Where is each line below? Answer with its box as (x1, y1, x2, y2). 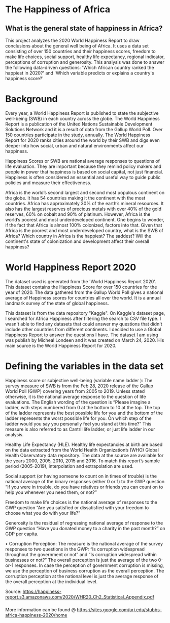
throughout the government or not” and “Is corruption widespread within (5, 551, 157, 557)
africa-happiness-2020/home (5, 612, 67, 618)
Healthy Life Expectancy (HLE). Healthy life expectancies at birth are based (5, 441, 163, 447)
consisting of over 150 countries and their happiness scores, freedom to (5, 48, 156, 54)
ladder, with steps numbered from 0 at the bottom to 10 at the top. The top (5, 404, 161, 410)
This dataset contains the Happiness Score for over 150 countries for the (5, 284, 157, 290)
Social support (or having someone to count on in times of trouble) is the (5, 473, 157, 479)
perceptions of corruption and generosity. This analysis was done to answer (5, 59, 165, 65)
